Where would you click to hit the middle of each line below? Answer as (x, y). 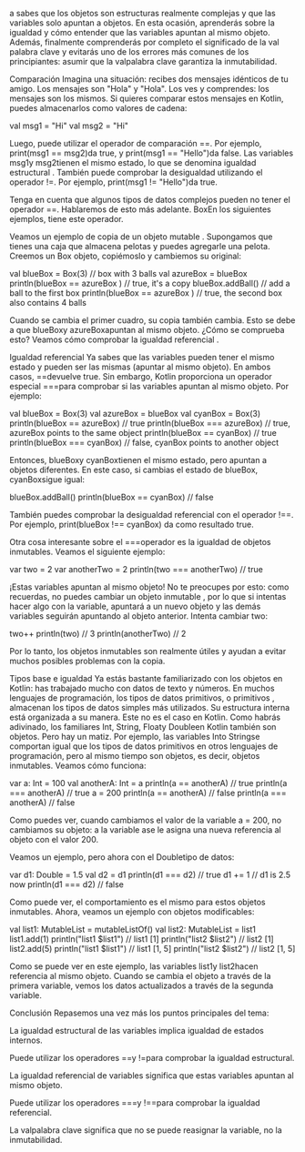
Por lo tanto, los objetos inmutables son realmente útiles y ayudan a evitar (148, 651)
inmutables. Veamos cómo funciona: (78, 765)
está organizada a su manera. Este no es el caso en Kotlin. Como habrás (145, 717)
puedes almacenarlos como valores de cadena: (98, 108)
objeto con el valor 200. (54, 839)
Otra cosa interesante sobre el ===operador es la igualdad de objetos (140, 542)
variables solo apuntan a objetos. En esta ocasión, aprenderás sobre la (142, 23)
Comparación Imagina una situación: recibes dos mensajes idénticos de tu (149, 79)
